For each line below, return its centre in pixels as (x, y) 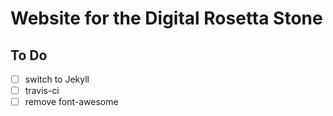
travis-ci (42, 91)
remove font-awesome (71, 102)
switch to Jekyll (57, 79)
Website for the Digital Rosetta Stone (166, 18)
